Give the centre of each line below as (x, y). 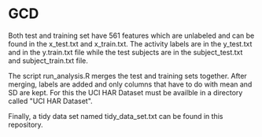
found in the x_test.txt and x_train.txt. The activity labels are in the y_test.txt (130, 43)
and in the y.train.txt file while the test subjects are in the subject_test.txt (125, 52)
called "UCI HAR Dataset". (50, 101)
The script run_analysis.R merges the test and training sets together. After (128, 76)
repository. (26, 124)
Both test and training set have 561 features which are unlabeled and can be (131, 35)
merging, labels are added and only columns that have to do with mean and (130, 84)
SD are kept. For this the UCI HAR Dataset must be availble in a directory (125, 92)
